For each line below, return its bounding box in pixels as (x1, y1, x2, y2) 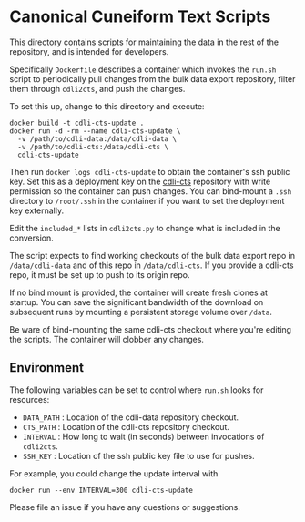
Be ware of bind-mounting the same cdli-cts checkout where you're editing (9, 323, 292, 334)
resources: (9, 394, 50, 404)
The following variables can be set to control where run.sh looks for (9, 384, 264, 395)
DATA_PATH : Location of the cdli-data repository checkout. (22, 412, 239, 423)
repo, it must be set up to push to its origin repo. (9, 269, 190, 280)
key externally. (9, 205, 65, 216)
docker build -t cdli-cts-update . (9, 118, 145, 128)
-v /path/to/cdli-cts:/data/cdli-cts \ (17, 142, 169, 151)
